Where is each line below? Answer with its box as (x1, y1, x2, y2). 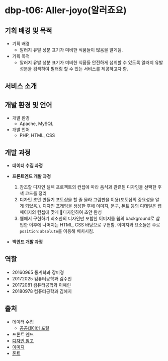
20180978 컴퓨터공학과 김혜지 (12, 288, 72, 294)
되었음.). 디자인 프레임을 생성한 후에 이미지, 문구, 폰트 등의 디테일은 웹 (25, 203, 162, 209)
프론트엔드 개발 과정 (12, 173, 51, 179)
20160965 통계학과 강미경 (12, 269, 64, 275)
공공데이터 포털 (19, 325, 50, 331)
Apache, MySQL (19, 121, 54, 127)
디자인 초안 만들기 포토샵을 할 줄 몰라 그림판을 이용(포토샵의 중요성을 (19, 197, 154, 203)
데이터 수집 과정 (12, 162, 43, 169)
